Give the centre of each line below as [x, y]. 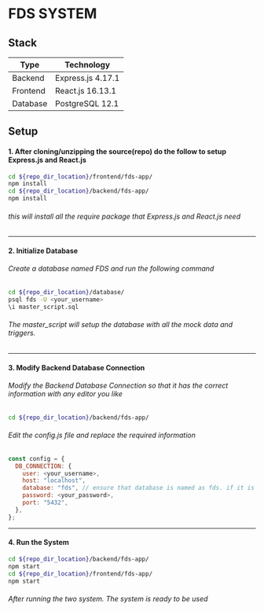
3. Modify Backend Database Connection [77, 367]
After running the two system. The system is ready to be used [108, 598]
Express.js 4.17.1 [87, 78]
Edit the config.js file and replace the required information [102, 435]
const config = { [37, 458]
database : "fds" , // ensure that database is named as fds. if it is [139, 488]
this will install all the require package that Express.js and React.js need [125, 216]
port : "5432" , [45, 503]
